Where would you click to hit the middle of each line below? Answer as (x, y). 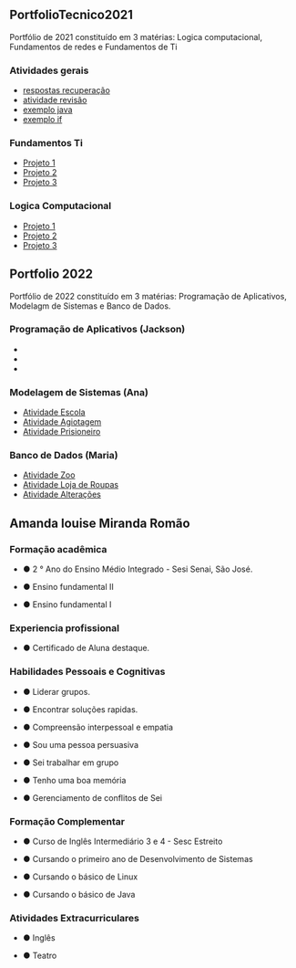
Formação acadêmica (58, 549)
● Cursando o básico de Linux (80, 877)
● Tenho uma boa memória (74, 780)
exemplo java (47, 110)
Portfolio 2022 (51, 274)
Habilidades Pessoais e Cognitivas (87, 672)
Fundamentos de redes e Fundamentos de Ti (93, 47)
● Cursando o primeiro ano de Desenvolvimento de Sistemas (138, 858)
